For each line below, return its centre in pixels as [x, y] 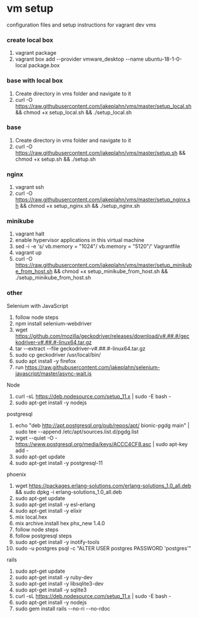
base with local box [35, 81]
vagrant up [28, 252]
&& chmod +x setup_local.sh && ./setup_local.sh [73, 112]
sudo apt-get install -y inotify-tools [57, 542]
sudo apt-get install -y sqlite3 [51, 590]
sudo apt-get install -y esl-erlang [55, 504]
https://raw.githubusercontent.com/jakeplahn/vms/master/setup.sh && [100, 152]
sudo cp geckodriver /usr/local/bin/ [58, 354]
